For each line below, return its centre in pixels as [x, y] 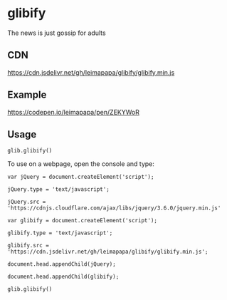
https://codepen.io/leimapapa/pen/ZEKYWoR [74, 112]
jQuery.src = [27, 202]
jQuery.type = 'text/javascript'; [59, 190]
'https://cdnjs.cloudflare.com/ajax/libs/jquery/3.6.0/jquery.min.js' [114, 208]
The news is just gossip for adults [57, 33]
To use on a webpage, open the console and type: [81, 164]
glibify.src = [28, 246]
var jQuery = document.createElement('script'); [81, 177]
